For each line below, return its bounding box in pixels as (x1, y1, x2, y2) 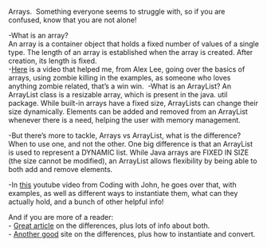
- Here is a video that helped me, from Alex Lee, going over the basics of (8, 65, 245, 74)
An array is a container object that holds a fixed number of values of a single (8, 39, 259, 49)
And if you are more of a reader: (8, 213, 114, 222)
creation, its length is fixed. (8, 56, 97, 65)
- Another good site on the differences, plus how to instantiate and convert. (8, 229, 256, 238)
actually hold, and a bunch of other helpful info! (8, 197, 164, 206)
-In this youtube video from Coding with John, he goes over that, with (8, 180, 237, 190)
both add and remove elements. (8, 165, 113, 174)
